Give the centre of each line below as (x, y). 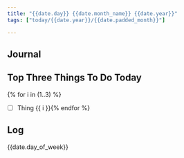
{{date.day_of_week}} (38, 147)
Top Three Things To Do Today (74, 78)
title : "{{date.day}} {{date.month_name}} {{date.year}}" (92, 14)
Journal (24, 54)
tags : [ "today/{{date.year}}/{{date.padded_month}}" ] (86, 20)
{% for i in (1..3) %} (34, 94)
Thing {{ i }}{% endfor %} (54, 107)
